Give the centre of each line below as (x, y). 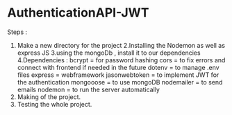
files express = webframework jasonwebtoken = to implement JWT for (118, 75)
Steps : (17, 32)
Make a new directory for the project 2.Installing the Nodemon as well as (121, 45)
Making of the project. (49, 97)
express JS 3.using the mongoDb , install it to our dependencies (109, 53)
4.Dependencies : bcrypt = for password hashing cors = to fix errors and (121, 60)
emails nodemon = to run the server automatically (88, 89)
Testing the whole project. (55, 104)
